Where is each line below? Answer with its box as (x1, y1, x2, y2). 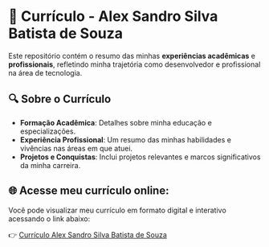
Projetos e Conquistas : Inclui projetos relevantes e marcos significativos (19, 152, 261, 162)
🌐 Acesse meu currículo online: (8, 184, 169, 198)
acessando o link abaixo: (8, 213, 91, 224)
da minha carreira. (19, 160, 81, 170)
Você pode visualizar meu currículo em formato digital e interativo (8, 205, 226, 215)
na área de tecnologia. (8, 68, 83, 77)
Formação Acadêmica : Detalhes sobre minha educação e (19, 117, 213, 127)
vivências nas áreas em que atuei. (19, 143, 133, 153)
